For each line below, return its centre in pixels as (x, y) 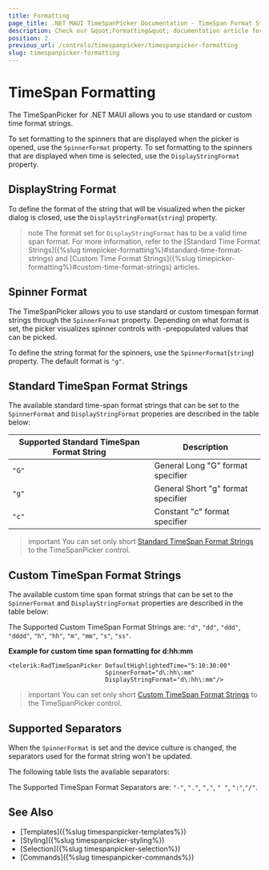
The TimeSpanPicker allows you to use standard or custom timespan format (133, 311)
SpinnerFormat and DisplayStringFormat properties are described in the (126, 603)
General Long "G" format (201, 465)
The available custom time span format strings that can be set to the (121, 594)
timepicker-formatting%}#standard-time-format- (163, 250)
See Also (31, 813)
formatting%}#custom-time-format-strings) (100, 267)
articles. (187, 267)
